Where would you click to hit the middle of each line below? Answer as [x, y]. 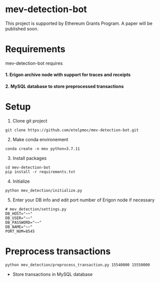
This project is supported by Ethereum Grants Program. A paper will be [79, 23]
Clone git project [30, 121]
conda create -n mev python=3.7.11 [43, 149]
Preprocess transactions [58, 251]
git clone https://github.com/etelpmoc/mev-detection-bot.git [72, 130]
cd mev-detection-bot [28, 168]
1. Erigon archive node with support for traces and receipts [68, 75]
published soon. [22, 28]
